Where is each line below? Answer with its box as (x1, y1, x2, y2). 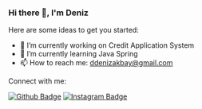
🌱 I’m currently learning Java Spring (19, 49, 138, 59)
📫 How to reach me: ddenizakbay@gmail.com (19, 58, 173, 68)
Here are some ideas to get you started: (8, 25, 140, 35)
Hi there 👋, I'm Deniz (8, 7, 89, 18)
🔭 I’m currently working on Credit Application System (19, 41, 195, 50)
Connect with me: (8, 76, 66, 86)
